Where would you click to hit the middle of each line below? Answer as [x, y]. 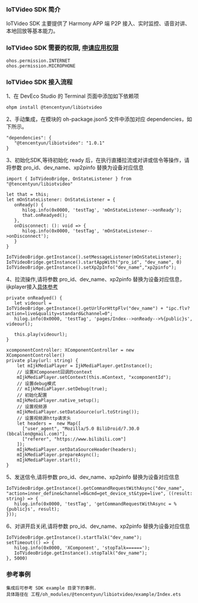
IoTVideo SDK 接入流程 [40, 82]
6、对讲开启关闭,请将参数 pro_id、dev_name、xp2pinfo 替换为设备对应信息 [98, 526]
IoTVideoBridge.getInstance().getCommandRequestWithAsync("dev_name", [95, 488]
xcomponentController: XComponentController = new [70, 350]
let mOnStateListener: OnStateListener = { [61, 200]
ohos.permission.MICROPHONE [41, 66]
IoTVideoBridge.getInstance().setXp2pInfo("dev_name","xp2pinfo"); [92, 267]
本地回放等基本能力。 [32, 31]
